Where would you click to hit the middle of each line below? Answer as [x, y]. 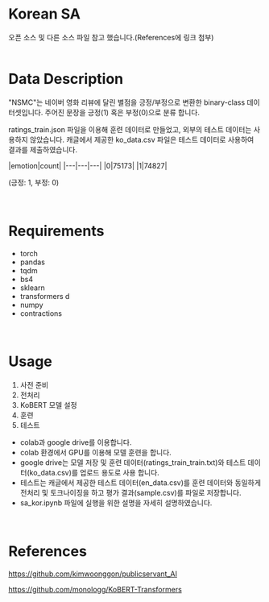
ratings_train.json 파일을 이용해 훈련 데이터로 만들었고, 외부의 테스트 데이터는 [130, 129]
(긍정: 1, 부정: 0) [34, 182]
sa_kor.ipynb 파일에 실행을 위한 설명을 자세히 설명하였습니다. [116, 502]
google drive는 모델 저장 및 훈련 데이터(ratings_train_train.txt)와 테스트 [133, 462]
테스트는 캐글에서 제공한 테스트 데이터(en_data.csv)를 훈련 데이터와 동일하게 [141, 482]
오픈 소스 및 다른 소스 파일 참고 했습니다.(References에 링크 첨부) [111, 37]
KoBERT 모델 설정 [49, 405]
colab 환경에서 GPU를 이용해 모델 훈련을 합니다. [95, 452]
